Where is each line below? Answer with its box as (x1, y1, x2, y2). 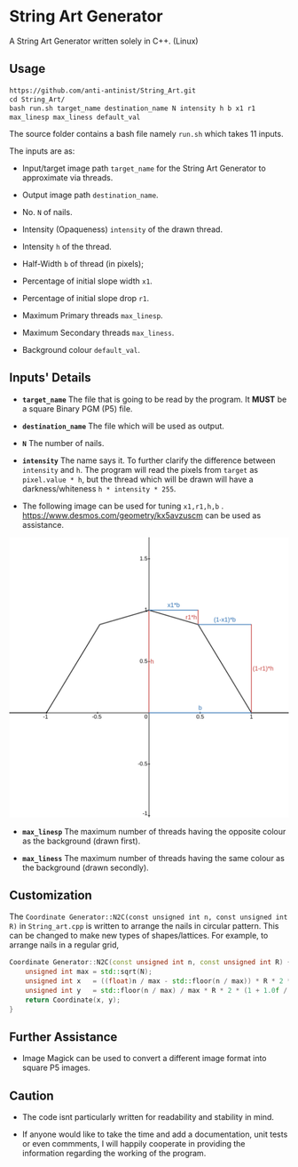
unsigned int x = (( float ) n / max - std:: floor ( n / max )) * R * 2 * (25, 977, 292, 986)
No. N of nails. (21, 206, 73, 217)
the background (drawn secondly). (21, 862, 149, 873)
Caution (9, 1088, 55, 1103)
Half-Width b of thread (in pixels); (21, 258, 145, 268)
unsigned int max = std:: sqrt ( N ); (25, 967, 153, 977)
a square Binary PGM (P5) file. (21, 403, 133, 414)
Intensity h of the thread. (21, 241, 113, 252)
